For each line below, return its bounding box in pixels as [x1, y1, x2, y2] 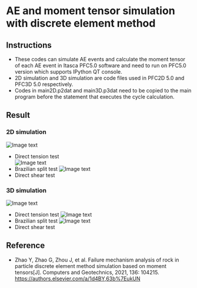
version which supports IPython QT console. [14, 68, 122, 75]
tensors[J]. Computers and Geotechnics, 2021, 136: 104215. [14, 269, 160, 276]
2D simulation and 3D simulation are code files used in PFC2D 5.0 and [14, 75, 185, 81]
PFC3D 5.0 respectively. [14, 81, 74, 88]
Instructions [6, 40, 52, 50]
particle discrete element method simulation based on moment [14, 262, 166, 269]
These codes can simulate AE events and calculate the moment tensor [14, 56, 186, 62]
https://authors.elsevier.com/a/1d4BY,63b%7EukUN [14, 275, 141, 282]
